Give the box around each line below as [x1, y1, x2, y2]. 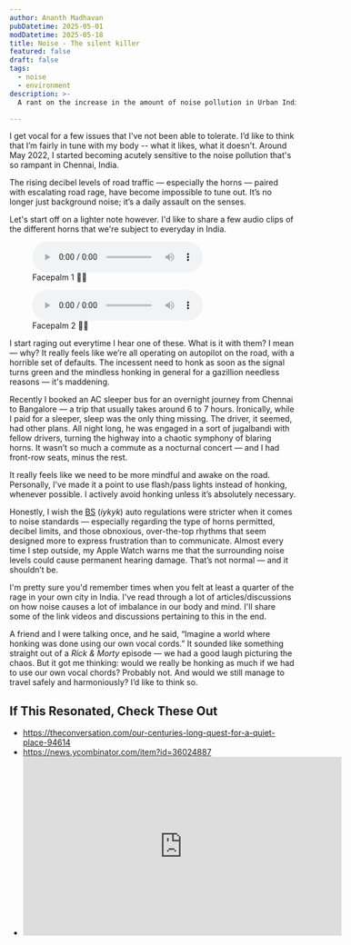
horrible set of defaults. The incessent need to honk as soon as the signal [9, 357, 285, 368]
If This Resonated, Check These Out [9, 703, 218, 719]
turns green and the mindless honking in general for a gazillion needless [9, 367, 280, 378]
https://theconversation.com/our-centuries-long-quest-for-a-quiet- [22, 728, 276, 739]
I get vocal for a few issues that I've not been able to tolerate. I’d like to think [9, 131, 295, 142]
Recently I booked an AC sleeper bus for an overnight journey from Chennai [9, 394, 294, 405]
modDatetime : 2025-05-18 [9, 30, 104, 39]
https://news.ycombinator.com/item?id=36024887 [22, 747, 212, 758]
